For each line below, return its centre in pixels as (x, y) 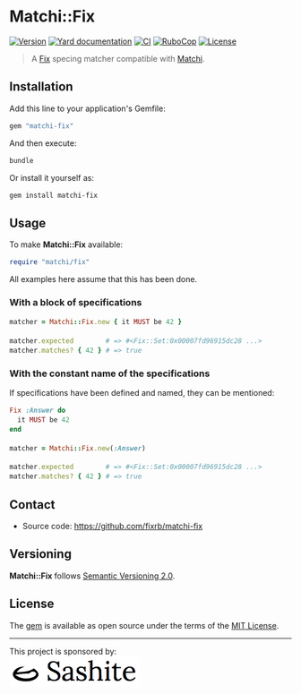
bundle (21, 160)
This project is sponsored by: (63, 651)
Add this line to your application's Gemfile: (87, 108)
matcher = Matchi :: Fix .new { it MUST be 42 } (95, 322)
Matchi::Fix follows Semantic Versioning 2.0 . (92, 576)
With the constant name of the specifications (110, 373)
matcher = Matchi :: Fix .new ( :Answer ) (77, 448)
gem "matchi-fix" (42, 126)
